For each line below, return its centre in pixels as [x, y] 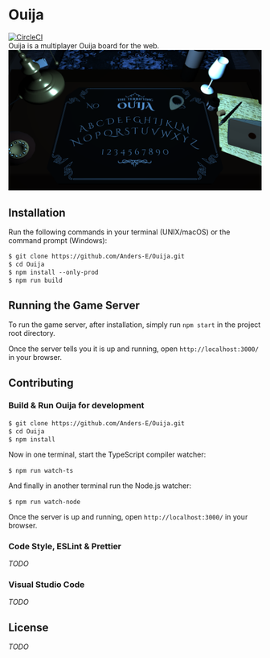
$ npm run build [35, 281]
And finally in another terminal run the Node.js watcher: [100, 486]
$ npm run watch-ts [41, 470]
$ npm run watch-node [45, 502]
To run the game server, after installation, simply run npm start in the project [135, 325]
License [29, 627]
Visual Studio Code [47, 585]
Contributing [41, 383]
